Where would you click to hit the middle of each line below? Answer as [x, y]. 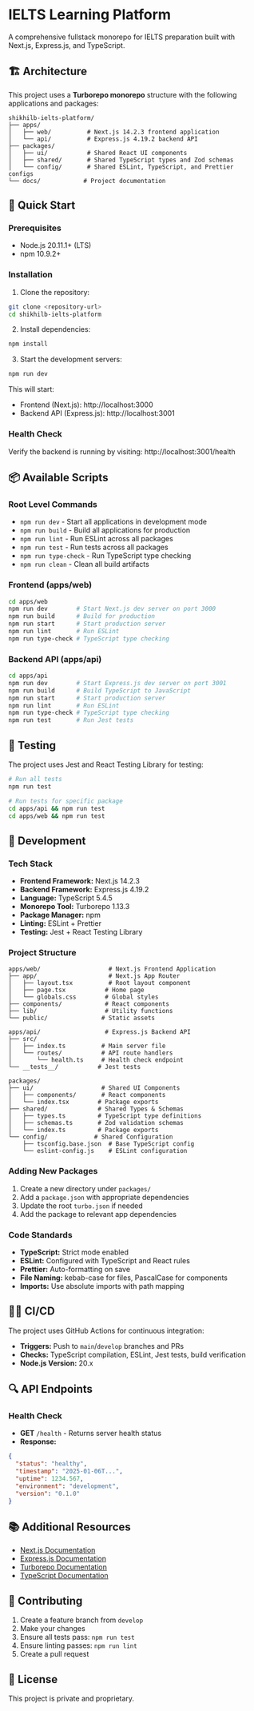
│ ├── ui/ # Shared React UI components [98, 153]
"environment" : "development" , [67, 1486]
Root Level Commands [53, 504]
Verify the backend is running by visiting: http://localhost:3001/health [122, 451]
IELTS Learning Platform [90, 15]
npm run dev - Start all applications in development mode [113, 522]
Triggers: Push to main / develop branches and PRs [102, 1346]
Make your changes [52, 1629]
